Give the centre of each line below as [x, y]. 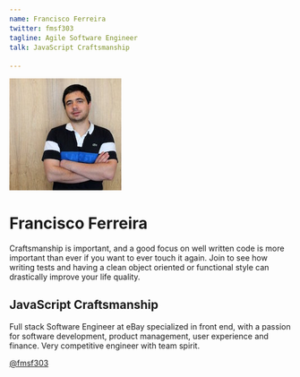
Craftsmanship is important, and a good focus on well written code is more [147, 248]
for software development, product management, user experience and [139, 336]
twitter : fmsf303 [42, 28]
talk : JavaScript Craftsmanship [69, 47]
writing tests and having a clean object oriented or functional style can [139, 268]
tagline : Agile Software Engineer [74, 38]
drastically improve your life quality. [75, 277]
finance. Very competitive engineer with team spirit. [104, 346]
